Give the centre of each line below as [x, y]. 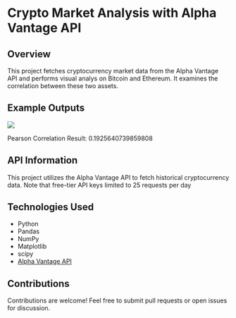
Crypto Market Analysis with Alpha [112, 13]
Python [28, 224]
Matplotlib [32, 246]
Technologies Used [50, 207]
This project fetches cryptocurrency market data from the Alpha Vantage [113, 71]
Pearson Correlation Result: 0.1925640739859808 [80, 138]
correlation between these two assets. [63, 86]
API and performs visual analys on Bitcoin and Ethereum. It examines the [113, 78]
